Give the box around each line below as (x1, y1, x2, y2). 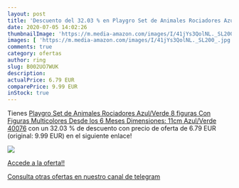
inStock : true (7, 89, 50, 96)
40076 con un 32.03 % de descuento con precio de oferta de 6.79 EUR (7, 124, 217, 133)
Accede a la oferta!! (7, 159, 65, 167)
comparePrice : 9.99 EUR (7, 83, 78, 90)
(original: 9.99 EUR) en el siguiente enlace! (7, 132, 132, 140)
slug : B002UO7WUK (7, 63, 59, 70)
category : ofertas (7, 50, 62, 57)
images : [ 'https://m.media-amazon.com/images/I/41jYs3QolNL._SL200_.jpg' (7, 37, 234, 44)
